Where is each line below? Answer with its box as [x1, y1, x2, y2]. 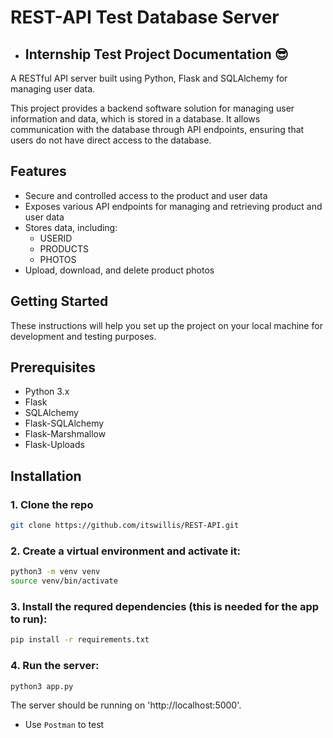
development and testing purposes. [10, 330, 157, 342]
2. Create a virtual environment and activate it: [10, 544, 241, 558]
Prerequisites [10, 359, 96, 376]
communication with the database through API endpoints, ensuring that [10, 124, 305, 135]
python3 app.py [10, 681, 74, 691]
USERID [39, 232, 73, 244]
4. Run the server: [10, 659, 100, 673]
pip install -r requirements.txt [10, 635, 150, 645]
